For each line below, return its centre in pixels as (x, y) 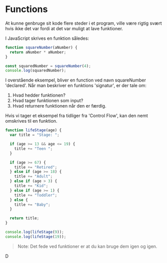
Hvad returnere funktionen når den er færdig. (59, 106)
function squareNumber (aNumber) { (41, 47)
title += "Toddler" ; (36, 195)
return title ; (24, 218)
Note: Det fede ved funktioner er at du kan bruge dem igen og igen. (87, 246)
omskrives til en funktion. (31, 121)
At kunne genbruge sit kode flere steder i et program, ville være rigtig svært (83, 23)
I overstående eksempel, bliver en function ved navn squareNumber (76, 80)
